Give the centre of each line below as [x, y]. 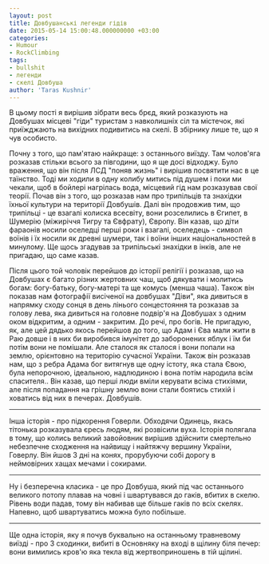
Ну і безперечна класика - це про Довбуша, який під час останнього [127, 487]
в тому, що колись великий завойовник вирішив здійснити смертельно [131, 438]
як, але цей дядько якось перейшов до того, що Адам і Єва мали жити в [133, 330]
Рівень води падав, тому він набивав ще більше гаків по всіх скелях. [126, 503]
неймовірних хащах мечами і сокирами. [78, 463]
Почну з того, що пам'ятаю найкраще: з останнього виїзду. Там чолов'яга [135, 153]
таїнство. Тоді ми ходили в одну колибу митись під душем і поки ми [125, 179]
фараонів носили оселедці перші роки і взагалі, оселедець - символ [126, 230]
